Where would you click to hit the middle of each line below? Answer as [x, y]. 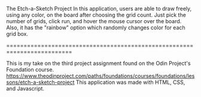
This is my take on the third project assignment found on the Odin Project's [98, 63]
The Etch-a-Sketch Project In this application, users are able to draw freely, [99, 9]
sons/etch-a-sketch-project [40, 82]
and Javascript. [25, 88]
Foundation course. [30, 70]
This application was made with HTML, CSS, [130, 82]
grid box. [17, 34]
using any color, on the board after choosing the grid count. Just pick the [96, 15]
